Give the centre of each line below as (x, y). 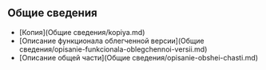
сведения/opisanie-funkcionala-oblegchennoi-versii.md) (113, 49)
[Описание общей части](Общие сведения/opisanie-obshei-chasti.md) (139, 57)
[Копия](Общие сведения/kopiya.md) (82, 32)
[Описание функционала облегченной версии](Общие (111, 41)
